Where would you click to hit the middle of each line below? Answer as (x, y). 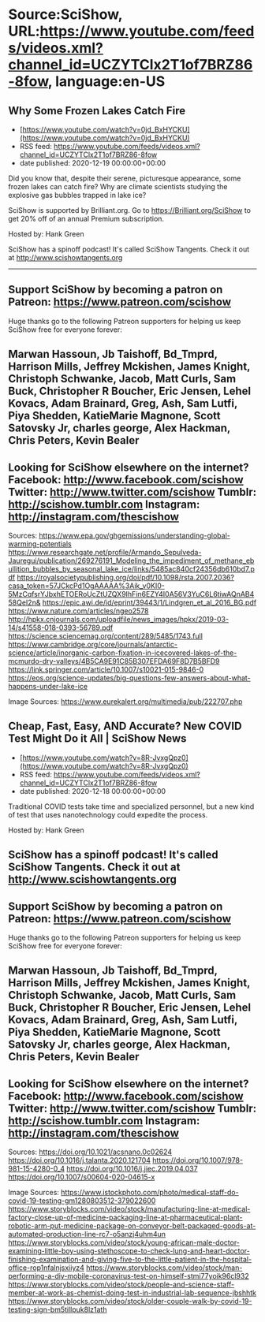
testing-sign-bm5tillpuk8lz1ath (58, 1309)
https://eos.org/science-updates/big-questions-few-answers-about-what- (129, 678)
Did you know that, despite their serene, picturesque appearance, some (125, 178)
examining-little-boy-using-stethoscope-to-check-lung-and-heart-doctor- (129, 1251)
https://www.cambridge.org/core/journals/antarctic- (93, 645)
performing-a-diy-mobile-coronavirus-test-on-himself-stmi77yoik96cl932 (129, 1276)
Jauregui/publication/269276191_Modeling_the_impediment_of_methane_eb (131, 560)
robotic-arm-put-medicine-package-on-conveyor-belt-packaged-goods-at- (132, 1226)
